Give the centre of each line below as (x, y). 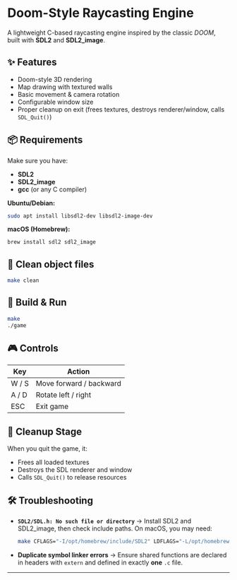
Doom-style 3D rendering (55, 79)
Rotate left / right (63, 395)
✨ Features (32, 63)
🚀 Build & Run (37, 303)
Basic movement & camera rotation (68, 94)
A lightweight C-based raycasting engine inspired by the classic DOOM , (112, 32)
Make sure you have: (38, 160)
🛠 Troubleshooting (50, 501)
